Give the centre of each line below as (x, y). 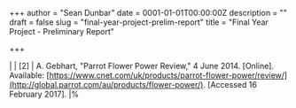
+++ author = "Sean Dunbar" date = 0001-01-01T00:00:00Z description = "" (148, 13)
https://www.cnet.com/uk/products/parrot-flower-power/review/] (168, 75)
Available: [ (30, 75)
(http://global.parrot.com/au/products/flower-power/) (106, 85)
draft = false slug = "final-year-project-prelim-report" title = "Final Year (139, 22)
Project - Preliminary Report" (62, 31)
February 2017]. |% (44, 94)
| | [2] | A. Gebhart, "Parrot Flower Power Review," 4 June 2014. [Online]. (142, 66)
